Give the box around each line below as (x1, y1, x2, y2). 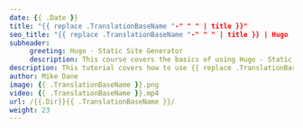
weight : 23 (9, 105, 50, 114)
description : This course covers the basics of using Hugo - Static (29, 55, 293, 64)
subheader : (9, 38, 50, 48)
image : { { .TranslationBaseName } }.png (9, 80, 160, 89)
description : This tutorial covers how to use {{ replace (9, 64, 232, 73)
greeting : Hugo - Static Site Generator (29, 47, 183, 56)
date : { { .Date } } (9, 13, 78, 23)
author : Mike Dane (9, 72, 78, 81)
